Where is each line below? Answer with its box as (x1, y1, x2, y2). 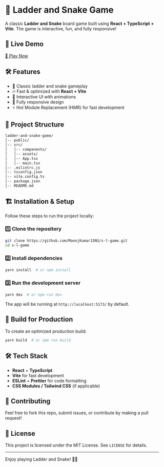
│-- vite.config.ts (5, 174, 45, 179)
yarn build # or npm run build (5, 338, 71, 342)
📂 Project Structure (5, 120, 64, 128)
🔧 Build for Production (5, 315, 73, 324)
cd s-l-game (5, 243, 29, 248)
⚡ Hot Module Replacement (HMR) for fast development (12, 105, 124, 110)
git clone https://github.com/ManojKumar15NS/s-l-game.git (5, 238, 128, 243)
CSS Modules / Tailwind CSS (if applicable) (12, 383, 100, 389)
